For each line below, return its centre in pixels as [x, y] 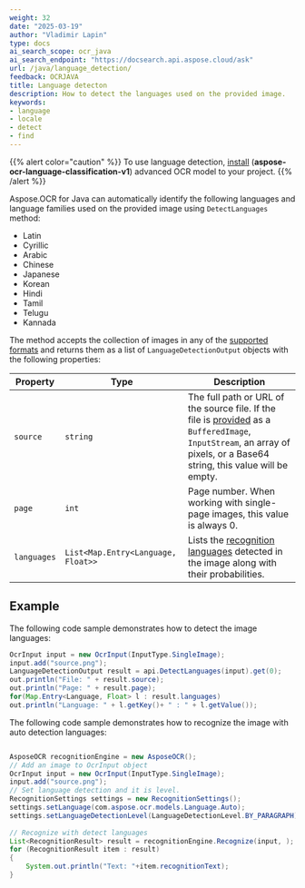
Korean [36, 283]
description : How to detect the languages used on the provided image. [148, 94]
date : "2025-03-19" [46, 26]
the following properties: [55, 359]
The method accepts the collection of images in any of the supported [139, 340]
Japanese [41, 274]
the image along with [232, 562]
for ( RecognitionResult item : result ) [85, 850]
